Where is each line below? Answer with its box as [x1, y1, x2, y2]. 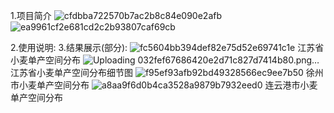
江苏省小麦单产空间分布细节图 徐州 [10, 67, 324, 78]
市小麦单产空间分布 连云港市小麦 [10, 79, 318, 91]
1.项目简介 [10, 10, 52, 21]
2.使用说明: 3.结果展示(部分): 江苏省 [10, 42, 325, 53]
